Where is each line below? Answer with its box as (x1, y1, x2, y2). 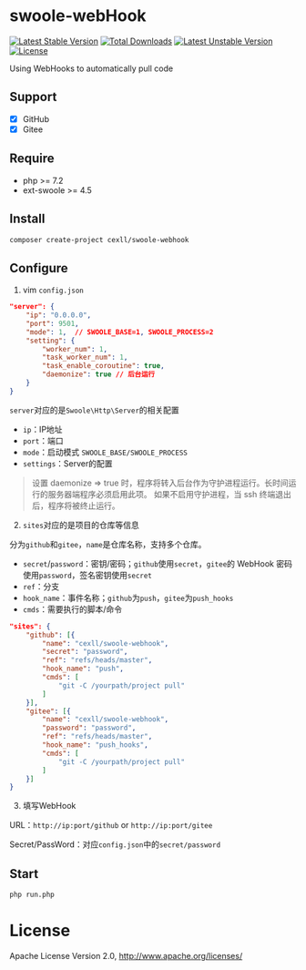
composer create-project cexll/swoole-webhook (9, 235, 189, 244)
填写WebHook (22, 801, 76, 812)
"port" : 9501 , (25, 319, 79, 328)
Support (9, 89, 57, 105)
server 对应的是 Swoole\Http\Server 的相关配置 (9, 404, 179, 415)
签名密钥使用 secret (79, 569, 153, 580)
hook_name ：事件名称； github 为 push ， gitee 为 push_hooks (22, 592, 234, 603)
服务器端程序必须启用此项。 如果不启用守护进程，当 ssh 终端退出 (47, 488, 291, 499)
